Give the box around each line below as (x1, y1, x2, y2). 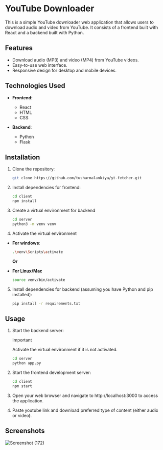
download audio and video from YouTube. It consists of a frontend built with (5, 24, 158, 30)
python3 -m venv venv (12, 222, 57, 226)
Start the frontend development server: (12, 369, 92, 375)
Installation (5, 153, 40, 161)
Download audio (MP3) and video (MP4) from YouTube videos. (12, 57, 139, 63)
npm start (12, 384, 33, 389)
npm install (12, 198, 37, 204)
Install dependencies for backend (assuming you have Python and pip (12, 286, 153, 292)
